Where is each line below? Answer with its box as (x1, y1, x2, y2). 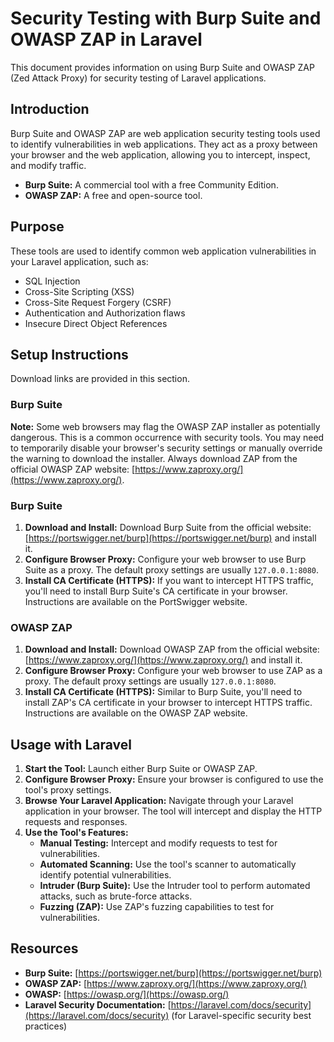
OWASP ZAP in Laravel (10, 28, 203, 51)
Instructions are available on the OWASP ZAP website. (24, 707, 248, 719)
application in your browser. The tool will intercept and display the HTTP (24, 805, 323, 817)
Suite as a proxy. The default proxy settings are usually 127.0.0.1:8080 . (24, 563, 320, 576)
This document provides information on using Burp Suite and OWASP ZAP (10, 61, 315, 73)
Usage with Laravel (10, 736, 132, 753)
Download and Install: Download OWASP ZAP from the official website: (24, 643, 320, 656)
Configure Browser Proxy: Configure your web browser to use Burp (24, 553, 307, 565)
